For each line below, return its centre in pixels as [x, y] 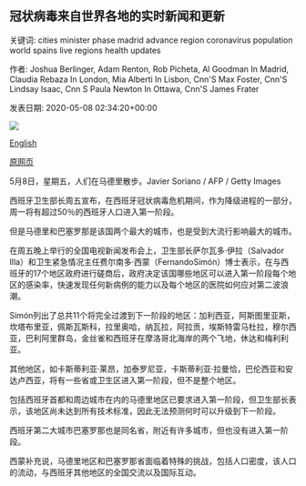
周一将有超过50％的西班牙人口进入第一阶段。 [94, 211]
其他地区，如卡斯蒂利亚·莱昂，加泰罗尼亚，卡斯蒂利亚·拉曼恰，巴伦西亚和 [148, 369]
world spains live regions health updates [85, 50]
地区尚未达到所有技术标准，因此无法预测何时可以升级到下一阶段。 [157, 410]
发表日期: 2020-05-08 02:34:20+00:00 [83, 107]
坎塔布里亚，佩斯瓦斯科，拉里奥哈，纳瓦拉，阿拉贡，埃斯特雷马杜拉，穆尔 [149, 327]
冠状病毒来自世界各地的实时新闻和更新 [117, 16]
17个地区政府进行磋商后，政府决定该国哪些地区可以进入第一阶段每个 [161, 273]
